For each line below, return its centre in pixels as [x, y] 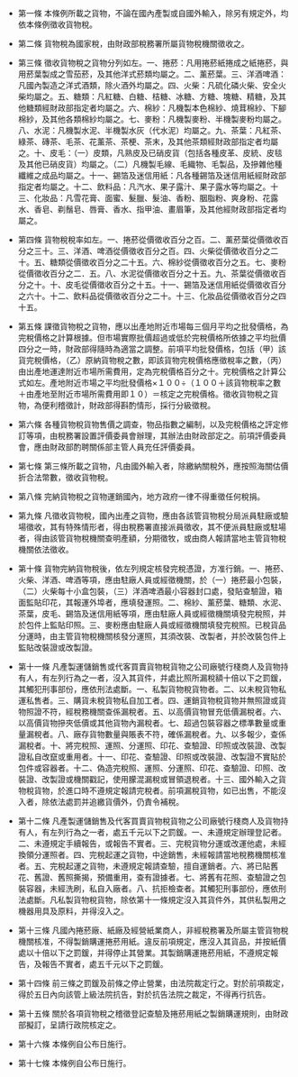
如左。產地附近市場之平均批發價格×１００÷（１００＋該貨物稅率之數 [154, 383]
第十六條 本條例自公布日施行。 [74, 1044]
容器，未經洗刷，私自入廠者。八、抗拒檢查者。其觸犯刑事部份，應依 [152, 889]
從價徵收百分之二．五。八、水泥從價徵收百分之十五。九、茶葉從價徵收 [148, 274]
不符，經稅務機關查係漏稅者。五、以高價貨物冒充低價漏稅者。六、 [164, 712]
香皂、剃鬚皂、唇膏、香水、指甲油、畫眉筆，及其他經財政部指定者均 [160, 209]
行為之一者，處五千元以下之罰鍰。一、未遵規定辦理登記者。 [176, 832]
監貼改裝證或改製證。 [57, 648]
